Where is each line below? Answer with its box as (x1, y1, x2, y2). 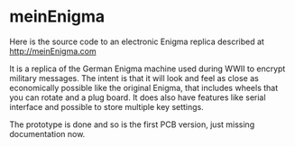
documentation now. (9, 128, 86, 139)
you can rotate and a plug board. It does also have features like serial (9, 92, 266, 103)
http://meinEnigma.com (9, 45, 97, 56)
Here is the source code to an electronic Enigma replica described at (9, 36, 264, 47)
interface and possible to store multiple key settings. (9, 101, 205, 112)
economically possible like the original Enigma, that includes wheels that (9, 82, 279, 93)
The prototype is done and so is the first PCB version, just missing (9, 119, 255, 130)
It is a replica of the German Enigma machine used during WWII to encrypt (9, 63, 286, 74)
